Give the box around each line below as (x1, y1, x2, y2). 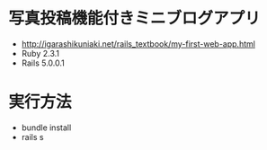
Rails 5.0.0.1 (21, 57, 65, 68)
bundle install (21, 122, 72, 133)
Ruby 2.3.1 (21, 48, 60, 58)
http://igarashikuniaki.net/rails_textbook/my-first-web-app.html (21, 38, 255, 49)
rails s (21, 131, 44, 142)
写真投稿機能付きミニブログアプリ (8, 8, 262, 29)
